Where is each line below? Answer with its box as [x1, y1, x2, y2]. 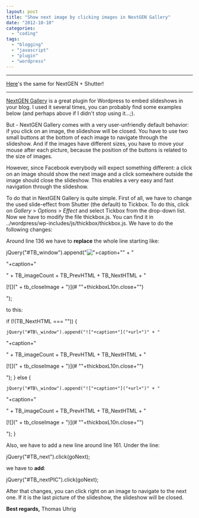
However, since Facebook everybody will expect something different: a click [6, 164, 192, 171]
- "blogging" [11, 42, 44, 48]
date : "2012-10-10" [6, 20, 54, 25]
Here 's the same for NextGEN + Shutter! [6, 80, 104, 87]
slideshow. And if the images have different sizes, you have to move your [6, 140, 184, 147]
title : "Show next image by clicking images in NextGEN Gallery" [6, 14, 171, 20]
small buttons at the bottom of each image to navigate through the [6, 134, 168, 141]
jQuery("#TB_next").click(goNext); [6, 453, 91, 460]
